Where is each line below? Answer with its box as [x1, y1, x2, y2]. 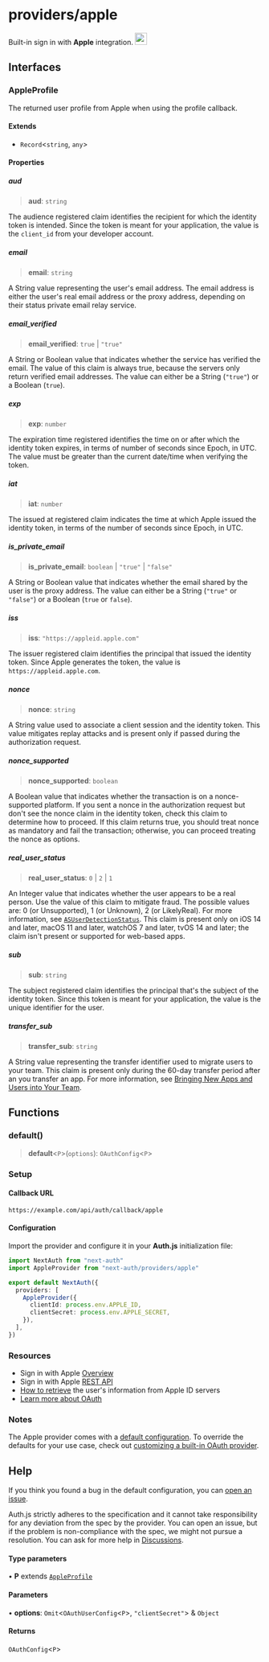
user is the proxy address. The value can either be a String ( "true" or [8, 586, 237, 596]
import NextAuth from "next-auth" [8, 1257, 124, 1265]
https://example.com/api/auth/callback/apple [8, 1206, 163, 1214]
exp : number [27, 419, 67, 429]
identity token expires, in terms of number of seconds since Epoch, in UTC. [8, 443, 257, 453]
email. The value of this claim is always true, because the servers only [8, 364, 241, 373]
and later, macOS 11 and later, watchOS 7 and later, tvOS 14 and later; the [8, 923, 250, 932]
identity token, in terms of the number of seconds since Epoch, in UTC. [8, 523, 243, 533]
